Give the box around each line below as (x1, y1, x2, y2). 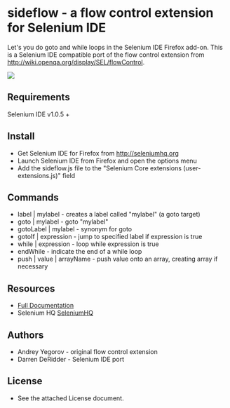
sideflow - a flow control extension (7, 5, 214, 21)
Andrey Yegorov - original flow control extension (17, 348, 158, 355)
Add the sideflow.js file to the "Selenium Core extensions (17, 163, 182, 172)
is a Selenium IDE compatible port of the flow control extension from (7, 50, 205, 59)
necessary (17, 262, 48, 271)
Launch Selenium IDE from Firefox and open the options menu (17, 156, 198, 165)
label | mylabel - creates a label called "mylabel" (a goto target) (17, 210, 201, 219)
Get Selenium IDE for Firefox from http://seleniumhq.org (17, 149, 179, 157)
